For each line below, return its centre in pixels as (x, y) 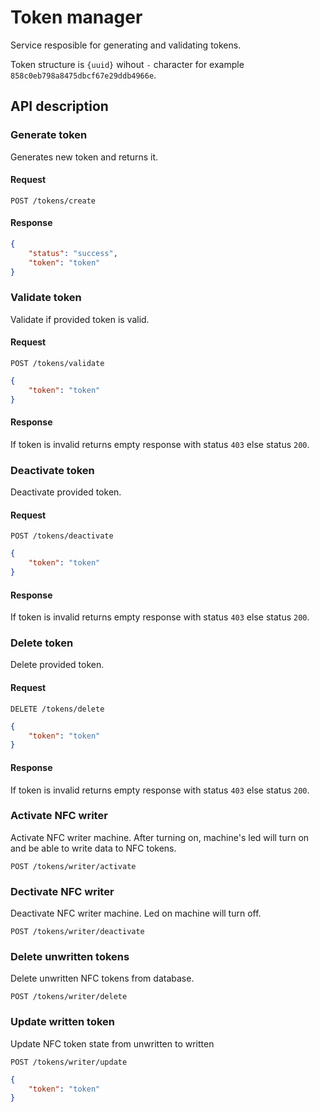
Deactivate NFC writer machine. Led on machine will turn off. (136, 913)
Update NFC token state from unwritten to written (112, 1043)
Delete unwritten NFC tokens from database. (102, 978)
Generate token (49, 135)
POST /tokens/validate (57, 364)
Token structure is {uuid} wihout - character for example (127, 64)
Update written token (62, 1022)
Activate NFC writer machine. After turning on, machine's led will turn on (160, 837)
